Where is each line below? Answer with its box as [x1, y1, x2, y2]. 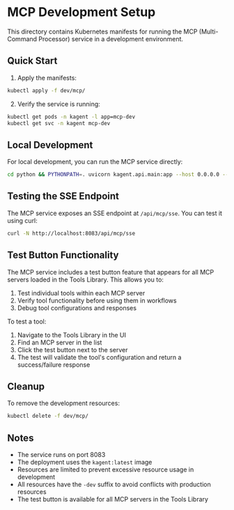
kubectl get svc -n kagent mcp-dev [7, 119, 111, 126]
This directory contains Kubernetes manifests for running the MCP [7, 27, 198, 36]
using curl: [7, 216, 38, 224]
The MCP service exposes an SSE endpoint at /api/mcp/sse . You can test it [7, 209, 223, 217]
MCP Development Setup [7, 4, 156, 20]
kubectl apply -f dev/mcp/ [7, 87, 86, 94]
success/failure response [17, 360, 91, 369]
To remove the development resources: [7, 399, 120, 407]
